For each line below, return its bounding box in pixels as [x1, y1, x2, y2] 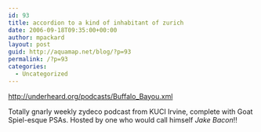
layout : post [8, 41, 51, 49]
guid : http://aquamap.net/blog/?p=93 [8, 48, 132, 56]
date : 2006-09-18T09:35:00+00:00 [8, 26, 118, 34]
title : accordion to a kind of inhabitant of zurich [8, 19, 184, 27]
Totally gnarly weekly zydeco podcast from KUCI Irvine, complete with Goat [8, 107, 253, 116]
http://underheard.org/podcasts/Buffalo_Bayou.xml [8, 91, 173, 101]
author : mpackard [8, 33, 65, 42]
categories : [8, 63, 47, 71]
